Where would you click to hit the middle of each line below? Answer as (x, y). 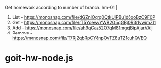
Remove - (22, 33)
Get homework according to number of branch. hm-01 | (61, 8)
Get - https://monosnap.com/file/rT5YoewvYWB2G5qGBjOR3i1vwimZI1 (84, 22)
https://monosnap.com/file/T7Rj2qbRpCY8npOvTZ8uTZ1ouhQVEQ (80, 38)
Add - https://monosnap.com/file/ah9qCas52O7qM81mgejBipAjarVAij (82, 28)
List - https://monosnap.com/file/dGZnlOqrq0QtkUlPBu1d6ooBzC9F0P (84, 17)
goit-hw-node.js (39, 58)
